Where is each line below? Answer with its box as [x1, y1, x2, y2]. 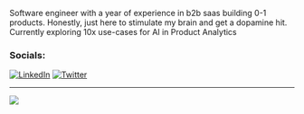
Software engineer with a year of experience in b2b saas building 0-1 [9, 8, 267, 18]
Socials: [9, 48, 46, 61]
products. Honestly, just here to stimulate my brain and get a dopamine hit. [9, 17, 288, 28]
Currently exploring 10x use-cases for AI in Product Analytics [9, 27, 237, 37]
